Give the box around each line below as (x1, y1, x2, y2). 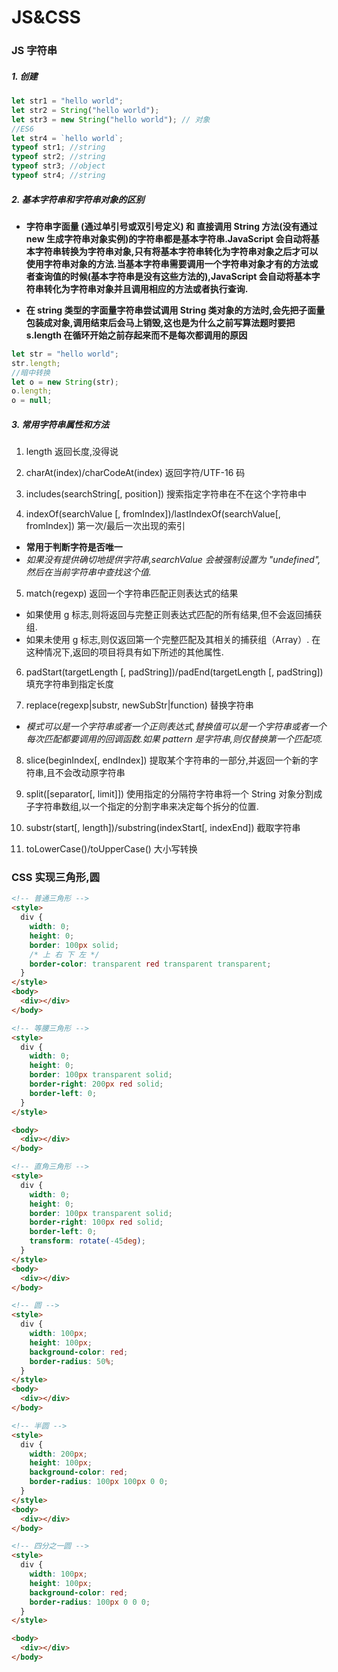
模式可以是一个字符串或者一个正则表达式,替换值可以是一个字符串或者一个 (25, 721, 327, 733)
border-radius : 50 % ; (29, 1356, 115, 1366)
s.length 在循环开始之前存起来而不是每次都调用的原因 (25, 329, 248, 341)
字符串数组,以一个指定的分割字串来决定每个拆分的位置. (34, 801, 259, 813)
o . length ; (11, 386, 53, 396)
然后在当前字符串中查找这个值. (25, 566, 152, 578)
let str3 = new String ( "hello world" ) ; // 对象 (11, 114, 211, 125)
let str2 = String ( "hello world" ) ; (11, 105, 160, 115)
